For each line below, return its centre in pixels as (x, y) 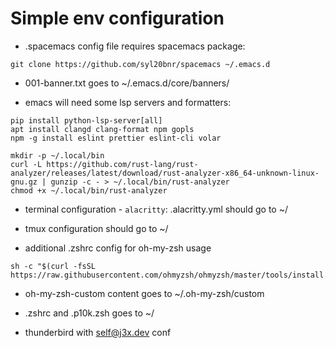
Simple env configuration (117, 18)
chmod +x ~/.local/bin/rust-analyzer (89, 190)
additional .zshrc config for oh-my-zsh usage (118, 248)
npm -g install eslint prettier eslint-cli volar (116, 138)
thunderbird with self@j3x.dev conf (98, 332)
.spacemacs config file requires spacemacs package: (135, 46)
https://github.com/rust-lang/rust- (122, 164)
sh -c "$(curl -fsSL (53, 266)
